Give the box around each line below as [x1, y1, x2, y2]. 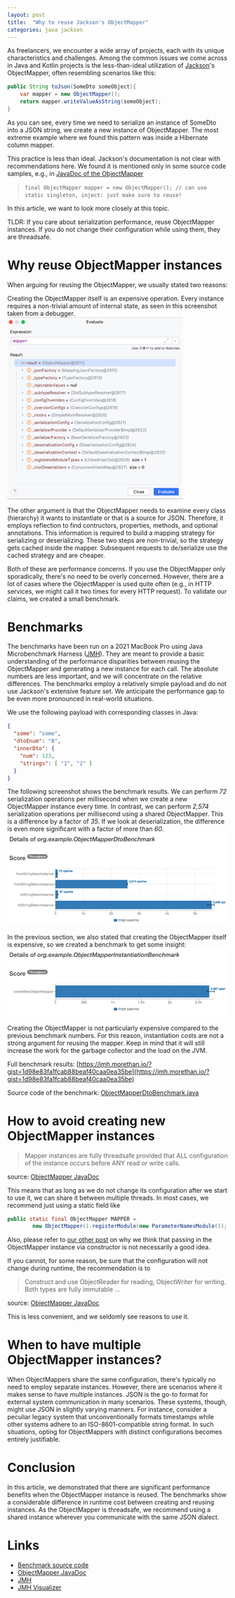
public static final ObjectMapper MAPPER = [7, 1215, 137, 1222]
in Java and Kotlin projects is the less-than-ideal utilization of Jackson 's [7, 61, 215, 70]
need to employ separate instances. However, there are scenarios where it [7, 1383, 222, 1391]
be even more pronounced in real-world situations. [7, 695, 154, 703]
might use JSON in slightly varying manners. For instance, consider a [7, 1405, 207, 1414]
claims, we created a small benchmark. [7, 595, 121, 603]
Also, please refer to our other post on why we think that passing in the [7, 1236, 213, 1244]
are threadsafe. [7, 232, 51, 241]
